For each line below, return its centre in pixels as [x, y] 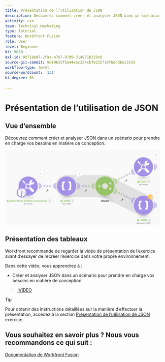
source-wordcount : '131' [31, 73]
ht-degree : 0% [20, 78]
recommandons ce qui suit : [49, 343]
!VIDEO [24, 290]
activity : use [20, 21]
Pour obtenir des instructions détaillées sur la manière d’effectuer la [74, 309]
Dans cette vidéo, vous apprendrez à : [44, 266]
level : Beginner [22, 47]
